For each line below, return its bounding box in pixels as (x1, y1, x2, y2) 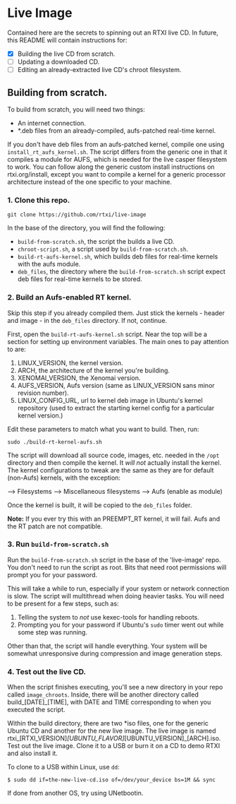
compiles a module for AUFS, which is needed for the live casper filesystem (7, 155, 228, 163)
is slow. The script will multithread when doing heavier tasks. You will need (7, 591, 224, 600)
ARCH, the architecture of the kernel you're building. (17, 366, 170, 374)
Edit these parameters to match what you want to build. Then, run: (7, 425, 199, 433)
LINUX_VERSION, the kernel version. (17, 358, 123, 367)
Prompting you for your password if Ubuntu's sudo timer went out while (17, 620, 224, 629)
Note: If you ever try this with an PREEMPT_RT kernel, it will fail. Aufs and (7, 514, 221, 523)
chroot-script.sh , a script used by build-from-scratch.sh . (17, 245, 189, 254)
